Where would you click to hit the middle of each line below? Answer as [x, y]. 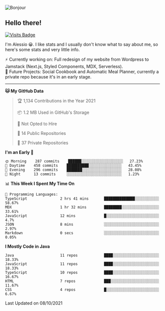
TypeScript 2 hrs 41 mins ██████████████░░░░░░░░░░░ [82, 199]
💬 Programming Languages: [31, 194]
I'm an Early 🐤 [19, 152]
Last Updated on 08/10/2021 [34, 303]
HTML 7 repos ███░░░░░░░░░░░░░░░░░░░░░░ [82, 281]
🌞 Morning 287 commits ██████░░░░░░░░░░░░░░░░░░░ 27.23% [74, 161]
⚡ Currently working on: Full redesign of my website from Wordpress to [77, 59]
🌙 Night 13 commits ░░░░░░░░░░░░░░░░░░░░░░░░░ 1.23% [72, 174]
